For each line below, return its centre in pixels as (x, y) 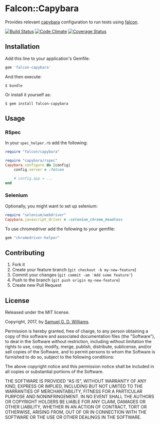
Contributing (25, 253)
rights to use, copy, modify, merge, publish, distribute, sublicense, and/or (78, 347)
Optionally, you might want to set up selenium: (52, 206)
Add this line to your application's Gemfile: (47, 58)
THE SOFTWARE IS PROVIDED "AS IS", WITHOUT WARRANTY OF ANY (76, 381)
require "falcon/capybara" (32, 152)
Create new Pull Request (37, 285)
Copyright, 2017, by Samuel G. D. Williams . (47, 322)
